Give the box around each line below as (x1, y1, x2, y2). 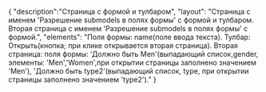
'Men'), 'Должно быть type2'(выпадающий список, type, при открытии (8, 66, 249, 75)
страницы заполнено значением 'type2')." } (8, 75, 157, 84)
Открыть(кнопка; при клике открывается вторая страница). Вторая (8, 41, 238, 50)
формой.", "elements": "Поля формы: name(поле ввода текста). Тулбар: (8, 32, 251, 42)
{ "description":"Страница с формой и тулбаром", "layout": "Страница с (8, 7, 251, 16)
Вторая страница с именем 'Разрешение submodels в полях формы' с (8, 24, 248, 33)
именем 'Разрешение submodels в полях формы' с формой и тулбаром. (8, 15, 254, 25)
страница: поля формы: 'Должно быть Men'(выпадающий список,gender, (8, 50, 259, 58)
